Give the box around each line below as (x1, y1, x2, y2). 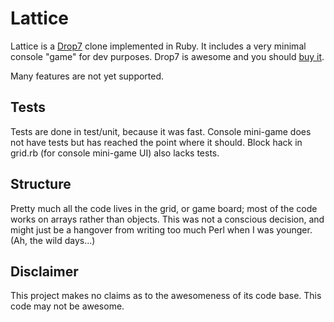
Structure (10, 176, 72, 193)
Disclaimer (10, 263, 79, 280)
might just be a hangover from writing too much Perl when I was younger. (10, 223, 313, 236)
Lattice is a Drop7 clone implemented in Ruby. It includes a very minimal (10, 40, 307, 52)
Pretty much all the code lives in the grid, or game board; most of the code (10, 202, 318, 214)
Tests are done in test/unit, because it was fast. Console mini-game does (10, 125, 312, 137)
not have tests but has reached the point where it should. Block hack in (10, 136, 303, 148)
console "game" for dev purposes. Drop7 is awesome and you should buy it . (10, 50, 325, 62)
